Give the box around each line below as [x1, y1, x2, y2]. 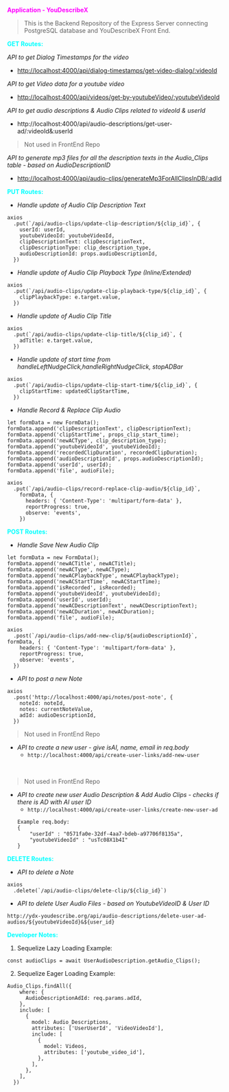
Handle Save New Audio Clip [16, 541, 99, 549]
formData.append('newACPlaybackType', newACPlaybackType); [7, 572, 180, 579]
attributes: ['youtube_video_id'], [43, 1049, 146, 1056]
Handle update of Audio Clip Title [16, 312, 112, 320]
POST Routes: [7, 527, 48, 536]
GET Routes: [7, 40, 43, 47]
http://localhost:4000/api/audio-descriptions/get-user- [16, 120, 173, 128]
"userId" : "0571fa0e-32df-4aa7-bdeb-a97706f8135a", [29, 831, 184, 838]
